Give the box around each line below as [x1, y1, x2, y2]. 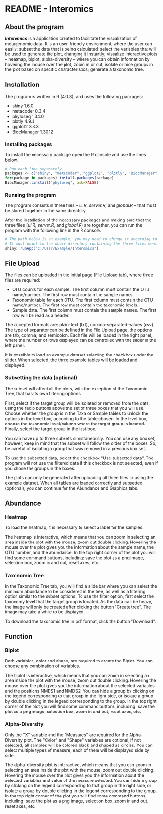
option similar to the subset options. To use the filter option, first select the [5, 594, 154, 599]
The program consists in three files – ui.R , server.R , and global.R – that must [5, 203, 157, 208]
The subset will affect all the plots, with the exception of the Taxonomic [5, 385, 147, 391]
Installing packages [5, 141, 52, 148]
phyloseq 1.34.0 [12, 113, 44, 119]
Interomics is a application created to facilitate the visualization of [5, 35, 137, 41]
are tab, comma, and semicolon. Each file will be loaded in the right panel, [5, 332, 153, 338]
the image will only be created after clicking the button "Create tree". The [5, 604, 151, 610]
